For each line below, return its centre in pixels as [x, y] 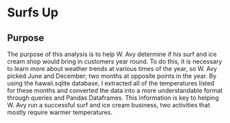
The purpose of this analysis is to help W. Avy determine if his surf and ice [112, 54]
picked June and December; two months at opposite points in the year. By [112, 76]
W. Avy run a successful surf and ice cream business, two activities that [109, 105]
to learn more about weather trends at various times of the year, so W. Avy [112, 69]
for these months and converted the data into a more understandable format [115, 91]
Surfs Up [33, 13]
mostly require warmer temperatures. [60, 112]
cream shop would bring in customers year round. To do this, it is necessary [115, 61]
